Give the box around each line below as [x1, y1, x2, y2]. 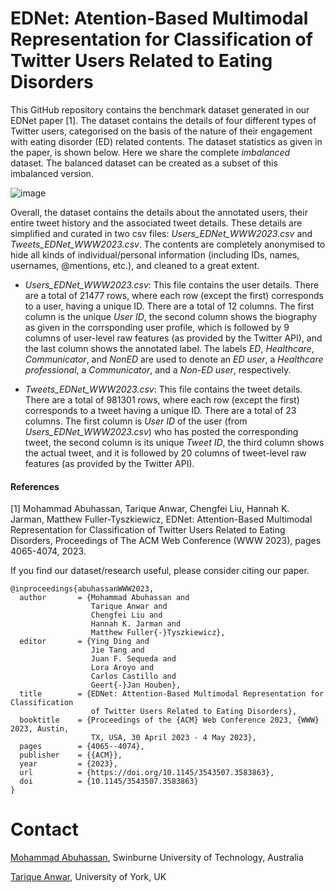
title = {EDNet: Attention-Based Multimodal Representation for [19, 689, 325, 699]
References [10, 480, 60, 492]
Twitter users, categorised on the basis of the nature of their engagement [10, 125, 313, 137]
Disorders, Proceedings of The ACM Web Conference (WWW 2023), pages [10, 535, 322, 547]
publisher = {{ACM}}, [19, 750, 123, 761]
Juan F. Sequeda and [90, 654, 177, 664]
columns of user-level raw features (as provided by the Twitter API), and [24, 332, 323, 344]
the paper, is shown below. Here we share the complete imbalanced [10, 146, 291, 158]
